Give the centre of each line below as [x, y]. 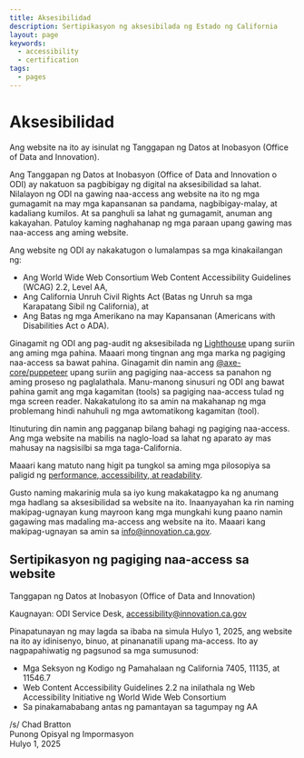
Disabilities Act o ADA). [66, 325]
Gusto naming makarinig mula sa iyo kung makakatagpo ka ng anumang [144, 493]
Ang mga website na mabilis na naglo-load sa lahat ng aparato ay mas [141, 438]
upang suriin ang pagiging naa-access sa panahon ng [171, 372]
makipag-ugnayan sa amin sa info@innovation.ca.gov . [111, 531]
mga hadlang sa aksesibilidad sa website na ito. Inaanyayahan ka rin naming [152, 502]
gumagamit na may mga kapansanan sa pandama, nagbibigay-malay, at [144, 203]
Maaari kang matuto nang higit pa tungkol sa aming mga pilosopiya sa [140, 465]
